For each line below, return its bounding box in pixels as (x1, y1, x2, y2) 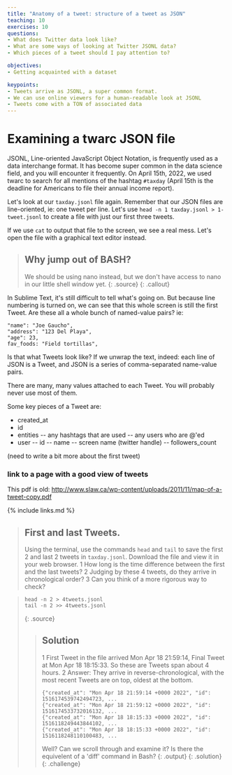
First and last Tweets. (24, 527, 121, 539)
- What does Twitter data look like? (7, 36, 117, 43)
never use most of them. (7, 389, 78, 397)
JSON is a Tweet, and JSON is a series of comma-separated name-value (7, 360, 217, 368)
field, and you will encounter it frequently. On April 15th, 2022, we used (7, 169, 212, 177)
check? (24, 582, 46, 591)
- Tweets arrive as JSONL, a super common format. (7, 88, 158, 95)
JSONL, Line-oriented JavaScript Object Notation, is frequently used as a (7, 154, 219, 163)
